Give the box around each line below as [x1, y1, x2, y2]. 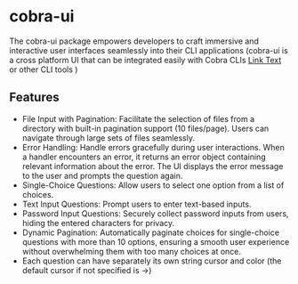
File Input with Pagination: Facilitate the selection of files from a [21, 113, 255, 124]
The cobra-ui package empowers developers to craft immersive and [9, 36, 260, 46]
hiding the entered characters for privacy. [21, 217, 175, 228]
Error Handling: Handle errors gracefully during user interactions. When [21, 142, 285, 152]
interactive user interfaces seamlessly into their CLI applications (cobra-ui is [9, 45, 289, 55]
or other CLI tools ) [9, 64, 78, 75]
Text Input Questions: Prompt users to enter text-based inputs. [21, 199, 252, 209]
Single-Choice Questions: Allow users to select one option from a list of [21, 180, 285, 191]
